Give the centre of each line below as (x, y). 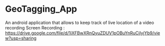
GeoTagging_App (41, 9)
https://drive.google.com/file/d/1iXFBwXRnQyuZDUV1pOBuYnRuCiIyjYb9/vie (82, 33)
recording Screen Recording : (35, 27)
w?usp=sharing (21, 38)
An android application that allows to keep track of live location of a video (80, 23)
